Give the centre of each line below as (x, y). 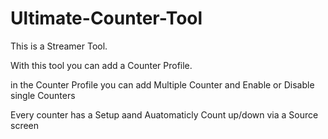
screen (25, 125)
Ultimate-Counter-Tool (106, 18)
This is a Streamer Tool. (59, 46)
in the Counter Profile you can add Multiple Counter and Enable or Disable (162, 84)
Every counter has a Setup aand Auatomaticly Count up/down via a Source (164, 114)
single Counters (43, 95)
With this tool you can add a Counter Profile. (101, 65)
